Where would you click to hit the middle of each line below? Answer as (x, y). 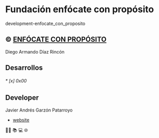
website (21, 120)
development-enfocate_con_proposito (45, 23)
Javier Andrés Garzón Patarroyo (39, 110)
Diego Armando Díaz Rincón (35, 51)
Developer (22, 98)
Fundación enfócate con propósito (80, 9)
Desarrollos (24, 68)
